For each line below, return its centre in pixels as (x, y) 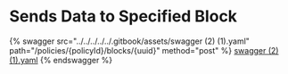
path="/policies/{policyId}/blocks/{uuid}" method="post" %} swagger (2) (144, 50)
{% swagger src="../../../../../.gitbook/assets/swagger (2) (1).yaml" (129, 41)
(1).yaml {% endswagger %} (61, 60)
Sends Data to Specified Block (123, 16)
